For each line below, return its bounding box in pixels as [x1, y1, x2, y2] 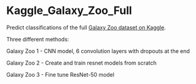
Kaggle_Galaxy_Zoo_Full [6, 4, 132, 18]
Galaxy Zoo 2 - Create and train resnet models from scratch [6, 59, 157, 66]
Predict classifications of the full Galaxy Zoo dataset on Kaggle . [6, 24, 166, 31]
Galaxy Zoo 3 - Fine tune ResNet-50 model [6, 71, 115, 78]
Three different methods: [6, 35, 69, 43]
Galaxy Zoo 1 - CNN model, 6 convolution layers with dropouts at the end [6, 47, 191, 55]
